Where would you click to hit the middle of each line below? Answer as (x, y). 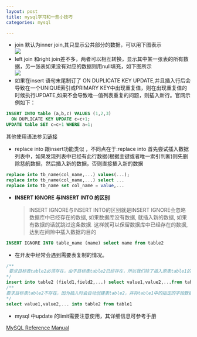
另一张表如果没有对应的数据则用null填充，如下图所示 (89, 66)
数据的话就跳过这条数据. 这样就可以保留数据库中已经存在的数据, (111, 224)
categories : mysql (28, 22)
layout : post (22, 11)
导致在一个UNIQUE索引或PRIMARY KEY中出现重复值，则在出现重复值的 (101, 88)
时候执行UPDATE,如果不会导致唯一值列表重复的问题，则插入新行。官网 (100, 95)
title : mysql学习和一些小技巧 (40, 17)
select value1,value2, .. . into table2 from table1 (69, 304)
